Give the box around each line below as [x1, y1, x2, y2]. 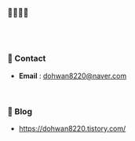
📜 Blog [7, 106, 33, 117]
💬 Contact [7, 53, 46, 64]
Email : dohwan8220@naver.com [18, 71, 127, 80]
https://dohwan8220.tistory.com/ [18, 124, 126, 133]
